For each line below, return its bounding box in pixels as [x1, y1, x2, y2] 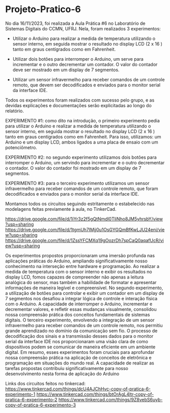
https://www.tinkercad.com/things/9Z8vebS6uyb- [58, 396, 163, 402]
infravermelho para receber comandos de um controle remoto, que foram [5, 186, 158, 192]
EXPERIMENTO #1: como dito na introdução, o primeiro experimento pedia [5, 117, 160, 123]
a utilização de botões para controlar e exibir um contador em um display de [5, 290, 164, 296]
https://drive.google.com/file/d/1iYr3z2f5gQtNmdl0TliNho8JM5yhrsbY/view [5, 216, 163, 222]
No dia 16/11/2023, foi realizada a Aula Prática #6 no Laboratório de [5, 20, 146, 26]
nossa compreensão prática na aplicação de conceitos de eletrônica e [5, 354, 152, 360]
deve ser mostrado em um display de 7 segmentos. [12, 67, 120, 73]
